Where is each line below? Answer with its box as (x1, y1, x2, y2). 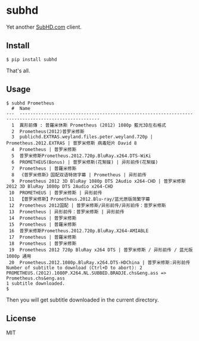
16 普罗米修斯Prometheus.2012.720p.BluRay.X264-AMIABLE (8, 228, 149, 234)
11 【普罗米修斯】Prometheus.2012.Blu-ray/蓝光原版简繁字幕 (8, 196, 150, 202)
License (6, 313, 36, 323)
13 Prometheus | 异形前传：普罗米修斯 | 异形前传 (8, 208, 125, 215)
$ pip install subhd (6, 56, 58, 63)
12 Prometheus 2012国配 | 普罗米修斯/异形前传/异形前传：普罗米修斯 (8, 202, 166, 208)
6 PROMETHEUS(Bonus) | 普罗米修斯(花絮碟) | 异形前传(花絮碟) (11, 159, 158, 165)
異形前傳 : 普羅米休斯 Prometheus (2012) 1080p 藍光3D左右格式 (19, 122, 166, 128)
